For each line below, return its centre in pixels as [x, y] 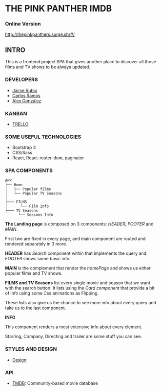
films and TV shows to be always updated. [48, 67]
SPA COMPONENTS [29, 171]
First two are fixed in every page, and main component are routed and [75, 239]
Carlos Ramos [26, 96]
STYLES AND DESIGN [31, 349]
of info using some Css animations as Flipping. [52, 293]
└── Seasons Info [36, 215]
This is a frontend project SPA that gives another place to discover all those [80, 62]
